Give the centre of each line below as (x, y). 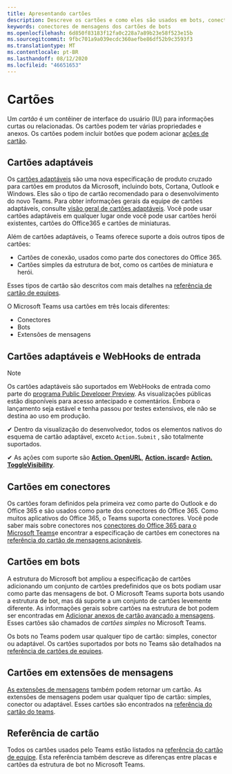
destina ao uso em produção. (49, 416)
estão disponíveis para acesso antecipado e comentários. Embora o (104, 401)
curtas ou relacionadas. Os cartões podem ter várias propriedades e (104, 126)
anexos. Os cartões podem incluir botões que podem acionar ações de (108, 133)
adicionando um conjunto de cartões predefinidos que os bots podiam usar (114, 586)
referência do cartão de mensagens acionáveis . (75, 540)
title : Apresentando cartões (49, 14)
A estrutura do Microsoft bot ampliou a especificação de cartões (99, 579)
